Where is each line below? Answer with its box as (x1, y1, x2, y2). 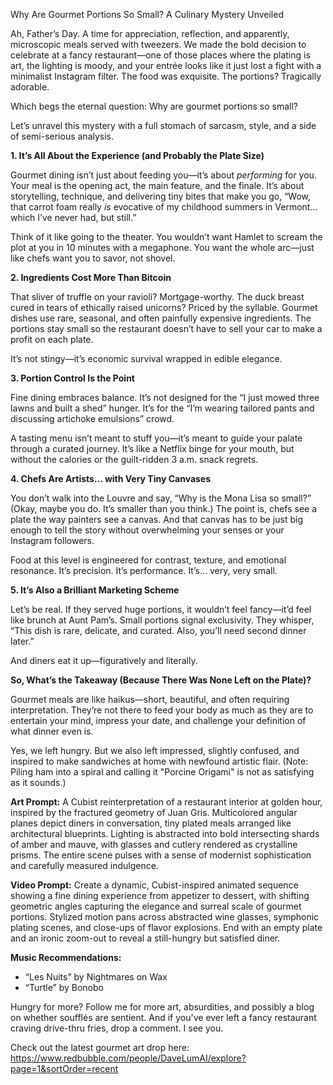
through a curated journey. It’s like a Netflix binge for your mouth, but (10, 443, 295, 454)
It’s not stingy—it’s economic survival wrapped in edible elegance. (10, 353, 283, 364)
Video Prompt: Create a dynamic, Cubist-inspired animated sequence (10, 879, 299, 891)
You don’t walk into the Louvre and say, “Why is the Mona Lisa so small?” (10, 492, 312, 504)
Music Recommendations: (10, 952, 122, 963)
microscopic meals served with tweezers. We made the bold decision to (10, 39, 307, 50)
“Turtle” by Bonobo (24, 982, 104, 993)
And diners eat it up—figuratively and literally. (10, 655, 198, 666)
